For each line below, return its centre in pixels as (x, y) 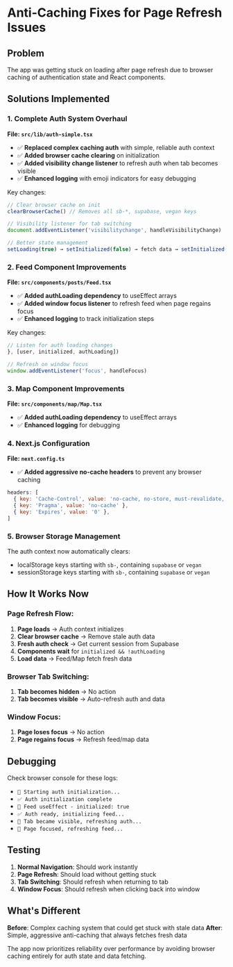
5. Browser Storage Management (64, 536)
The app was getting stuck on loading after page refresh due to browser (110, 70)
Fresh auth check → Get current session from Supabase (98, 643)
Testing (24, 850)
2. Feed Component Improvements (67, 267)
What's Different (44, 911)
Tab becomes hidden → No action (67, 691)
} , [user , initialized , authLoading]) (63, 352)
